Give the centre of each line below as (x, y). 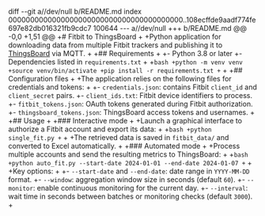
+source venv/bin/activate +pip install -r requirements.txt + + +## (125, 70)
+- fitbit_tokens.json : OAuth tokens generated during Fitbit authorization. (131, 104)
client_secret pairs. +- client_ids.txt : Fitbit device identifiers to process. (131, 95)
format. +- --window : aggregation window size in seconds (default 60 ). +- (127, 180)
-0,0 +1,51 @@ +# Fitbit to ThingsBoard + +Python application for (115, 36)
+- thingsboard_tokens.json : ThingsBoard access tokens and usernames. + (132, 112)
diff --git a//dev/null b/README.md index (75, 11)
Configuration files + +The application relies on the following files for (120, 79)
